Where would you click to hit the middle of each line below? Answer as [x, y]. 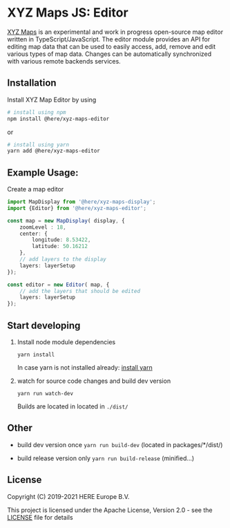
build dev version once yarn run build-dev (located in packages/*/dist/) [120, 444]
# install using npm [37, 112]
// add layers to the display [63, 260]
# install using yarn [38, 144]
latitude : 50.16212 [60, 247]
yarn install [36, 355]
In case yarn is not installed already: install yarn [85, 367]
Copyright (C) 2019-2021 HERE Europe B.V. [68, 496]
